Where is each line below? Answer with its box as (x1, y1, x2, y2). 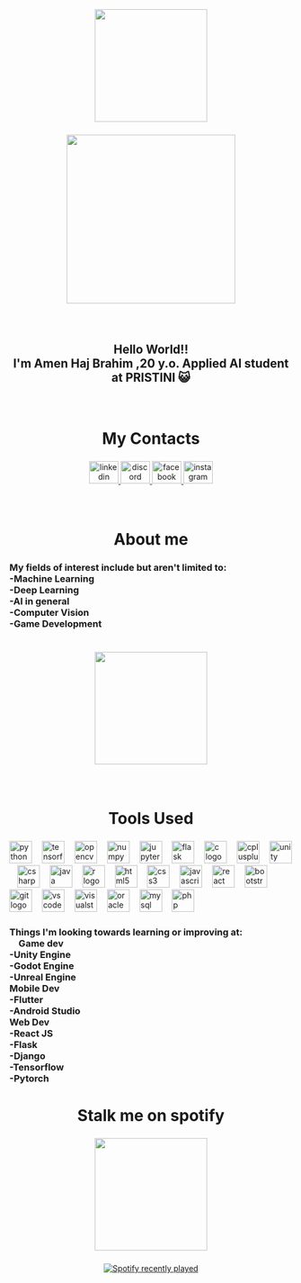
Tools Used (108, 809, 194, 829)
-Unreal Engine (9, 971, 76, 984)
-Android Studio (9, 1005, 81, 1017)
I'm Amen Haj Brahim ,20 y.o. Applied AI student (13, 356, 289, 372)
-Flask (9, 1039, 38, 1052)
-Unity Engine (9, 949, 72, 962)
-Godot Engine (9, 960, 75, 972)
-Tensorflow (9, 1062, 65, 1074)
